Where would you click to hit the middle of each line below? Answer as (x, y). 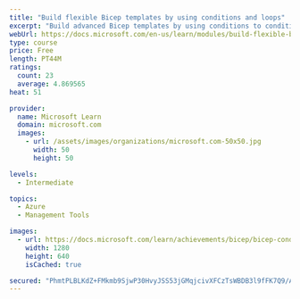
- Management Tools (54, 215)
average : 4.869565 (52, 84)
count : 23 (35, 76)
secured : (25, 281)
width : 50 (51, 150)
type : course (33, 42)
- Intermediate (46, 183)
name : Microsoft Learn (59, 117)
